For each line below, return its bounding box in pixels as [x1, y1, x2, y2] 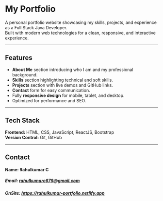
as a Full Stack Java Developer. [5, 24, 67, 30]
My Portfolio [5, 3, 56, 15]
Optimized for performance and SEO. [12, 97, 86, 103]
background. [12, 72, 38, 77]
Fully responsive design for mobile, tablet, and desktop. [12, 92, 125, 98]
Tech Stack [5, 116, 40, 125]
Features [5, 54, 33, 62]
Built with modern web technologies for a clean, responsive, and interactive [5, 30, 156, 36]
